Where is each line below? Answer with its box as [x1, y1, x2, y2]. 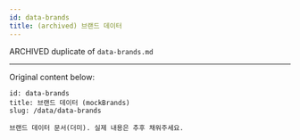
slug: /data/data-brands [9, 106, 102, 115]
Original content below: [9, 71, 96, 82]
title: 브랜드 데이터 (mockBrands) [9, 98, 130, 107]
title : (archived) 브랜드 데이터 [9, 21, 122, 30]
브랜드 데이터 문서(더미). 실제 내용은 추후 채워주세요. [9, 123, 185, 132]
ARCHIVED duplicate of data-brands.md [9, 45, 154, 56]
